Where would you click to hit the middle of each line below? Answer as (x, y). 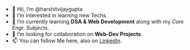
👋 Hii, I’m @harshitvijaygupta (47, 9)
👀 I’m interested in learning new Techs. (59, 15)
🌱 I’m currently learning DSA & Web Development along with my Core (98, 21)
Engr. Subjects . (30, 28)
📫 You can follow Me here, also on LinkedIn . (67, 41)
